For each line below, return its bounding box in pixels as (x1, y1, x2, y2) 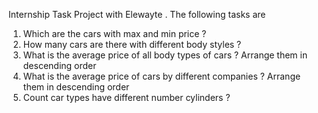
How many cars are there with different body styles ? (22, 39, 242, 50)
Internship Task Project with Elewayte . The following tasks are (8, 9, 266, 20)
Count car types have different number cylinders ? (22, 92, 231, 103)
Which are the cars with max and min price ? (22, 28, 207, 39)
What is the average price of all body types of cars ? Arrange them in (22, 49, 308, 61)
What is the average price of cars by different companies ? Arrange (22, 70, 301, 82)
